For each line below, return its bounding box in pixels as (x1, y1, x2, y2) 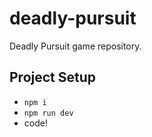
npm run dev (23, 108, 74, 118)
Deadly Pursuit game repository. (9, 40, 142, 52)
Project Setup (9, 69, 97, 86)
